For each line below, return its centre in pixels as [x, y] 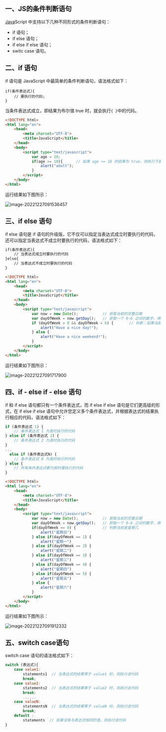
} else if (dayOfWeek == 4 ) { [62, 564]
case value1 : [27, 670]
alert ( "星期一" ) [56, 541]
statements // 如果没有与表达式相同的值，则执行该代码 [74, 720]
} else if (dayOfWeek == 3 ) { [62, 555]
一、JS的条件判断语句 [39, 9]
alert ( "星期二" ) [56, 551]
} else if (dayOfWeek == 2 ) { [62, 546]
